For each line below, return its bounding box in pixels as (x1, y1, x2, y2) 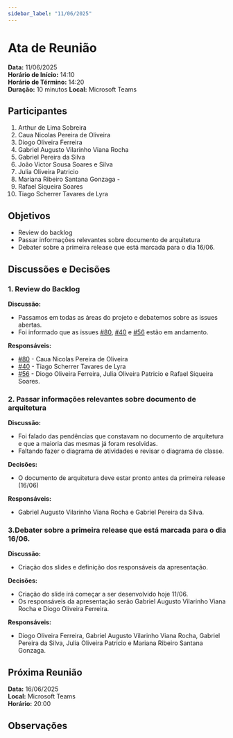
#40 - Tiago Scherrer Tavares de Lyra (17, 362, 126, 370)
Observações (8, 719, 68, 732)
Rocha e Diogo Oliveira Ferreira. (17, 605, 110, 613)
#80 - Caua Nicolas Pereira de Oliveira (17, 354, 128, 363)
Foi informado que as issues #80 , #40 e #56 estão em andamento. (17, 327, 209, 336)
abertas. (17, 320, 42, 329)
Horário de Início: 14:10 (8, 70, 75, 78)
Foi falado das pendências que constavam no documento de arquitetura (17, 432, 224, 440)
